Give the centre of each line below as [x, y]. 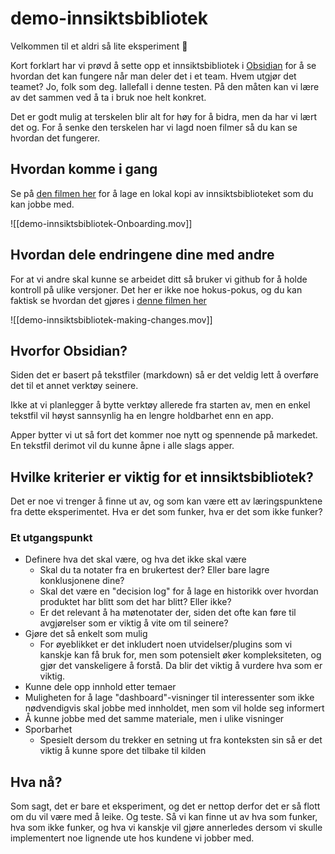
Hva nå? [36, 782]
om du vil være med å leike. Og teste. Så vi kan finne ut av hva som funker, [164, 817]
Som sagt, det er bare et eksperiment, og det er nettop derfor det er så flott [165, 806]
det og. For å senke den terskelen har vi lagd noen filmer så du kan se [154, 127]
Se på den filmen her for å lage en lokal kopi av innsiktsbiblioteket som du [162, 193]
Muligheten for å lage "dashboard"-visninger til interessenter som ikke [169, 698]
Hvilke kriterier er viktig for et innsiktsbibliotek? [162, 477]
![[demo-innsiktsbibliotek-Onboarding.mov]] [101, 223]
